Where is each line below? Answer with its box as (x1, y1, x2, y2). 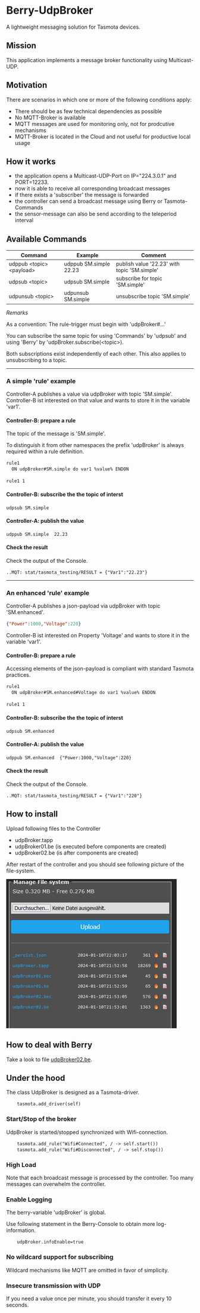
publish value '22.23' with (115, 260, 180, 267)
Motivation (6, 80, 48, 90)
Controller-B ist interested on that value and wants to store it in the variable (6, 397, 190, 404)
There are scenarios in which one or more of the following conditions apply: (6, 96, 192, 103)
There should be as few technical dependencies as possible (14, 107, 162, 115)
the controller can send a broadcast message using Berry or (14, 198, 162, 205)
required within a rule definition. (6, 448, 85, 455)
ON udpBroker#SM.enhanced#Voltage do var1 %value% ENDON (11, 690, 156, 696)
